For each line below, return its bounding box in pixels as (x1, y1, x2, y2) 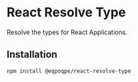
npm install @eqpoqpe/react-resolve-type (6, 67, 132, 75)
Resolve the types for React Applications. (6, 28, 128, 36)
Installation (6, 48, 58, 61)
